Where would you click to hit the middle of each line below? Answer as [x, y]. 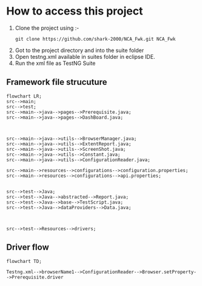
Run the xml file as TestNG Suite [55, 63]
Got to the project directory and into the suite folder [79, 50]
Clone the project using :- [47, 28]
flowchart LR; [24, 96]
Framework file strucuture [57, 82]
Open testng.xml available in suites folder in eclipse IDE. [85, 56]
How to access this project [75, 11]
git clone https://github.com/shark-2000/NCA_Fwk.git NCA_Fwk [95, 39]
